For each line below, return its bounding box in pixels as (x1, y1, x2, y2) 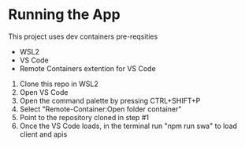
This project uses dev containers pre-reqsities (8, 32, 158, 41)
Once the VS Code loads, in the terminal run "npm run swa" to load (19, 121, 238, 130)
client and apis (19, 129, 68, 139)
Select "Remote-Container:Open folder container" (19, 104, 182, 114)
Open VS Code (19, 87, 69, 96)
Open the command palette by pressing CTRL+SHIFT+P (19, 96, 201, 105)
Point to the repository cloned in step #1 (19, 112, 150, 122)
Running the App (8, 6, 121, 24)
